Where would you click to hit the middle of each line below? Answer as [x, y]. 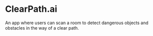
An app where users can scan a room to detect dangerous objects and [77, 23]
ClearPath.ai [31, 9]
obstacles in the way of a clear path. [42, 28]
